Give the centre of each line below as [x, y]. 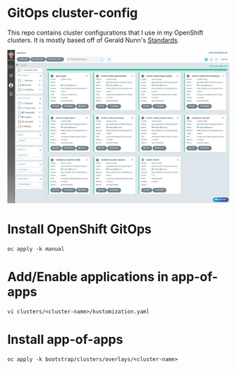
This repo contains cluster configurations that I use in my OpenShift [105, 32]
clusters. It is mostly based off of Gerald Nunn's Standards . [93, 40]
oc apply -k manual [36, 249]
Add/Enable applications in [88, 277]
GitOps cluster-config [73, 13]
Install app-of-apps [65, 339]
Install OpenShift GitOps [79, 229]
